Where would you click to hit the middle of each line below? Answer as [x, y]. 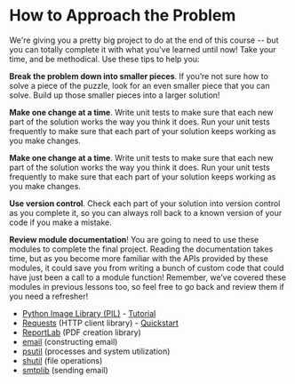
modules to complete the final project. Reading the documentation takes [141, 249]
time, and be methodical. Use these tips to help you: [104, 59]
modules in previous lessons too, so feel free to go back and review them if [147, 286]
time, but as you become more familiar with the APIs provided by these [139, 258]
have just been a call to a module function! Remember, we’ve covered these [148, 277]
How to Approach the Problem [123, 16]
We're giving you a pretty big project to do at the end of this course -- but [144, 40]
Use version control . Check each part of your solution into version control [145, 203]
